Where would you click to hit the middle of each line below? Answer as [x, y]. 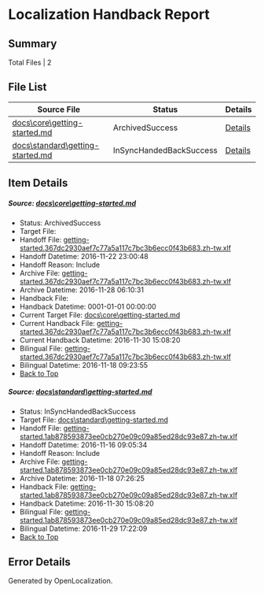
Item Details [38, 183]
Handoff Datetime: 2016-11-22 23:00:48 [84, 257]
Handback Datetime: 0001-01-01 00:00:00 [88, 307]
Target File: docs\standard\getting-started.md [94, 420]
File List [27, 87]
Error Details [39, 562]
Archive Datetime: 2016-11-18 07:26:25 [82, 479]
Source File [59, 109]
